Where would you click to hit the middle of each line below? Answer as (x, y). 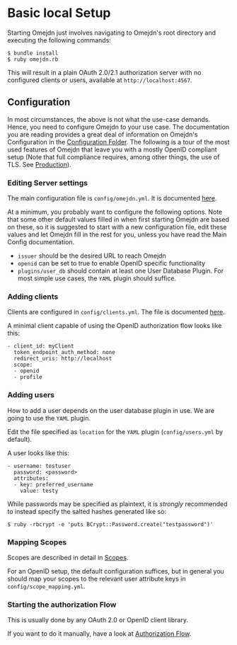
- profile (28, 377)
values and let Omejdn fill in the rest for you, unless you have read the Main (117, 234)
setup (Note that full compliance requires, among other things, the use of (114, 156)
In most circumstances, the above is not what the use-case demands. (109, 119)
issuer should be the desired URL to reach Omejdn (92, 256)
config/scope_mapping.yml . (46, 586)
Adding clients (33, 297)
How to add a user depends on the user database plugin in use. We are (111, 410)
